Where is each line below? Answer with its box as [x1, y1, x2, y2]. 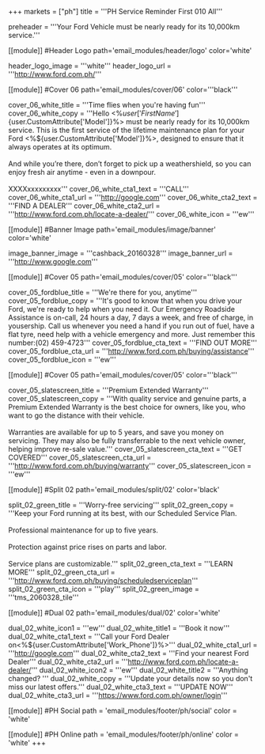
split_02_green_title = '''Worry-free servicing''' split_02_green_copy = [8, 500, 235, 510]
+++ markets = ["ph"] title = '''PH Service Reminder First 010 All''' [8, 7, 223, 16]
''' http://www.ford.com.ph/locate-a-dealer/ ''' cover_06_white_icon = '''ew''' [8, 210, 255, 218]
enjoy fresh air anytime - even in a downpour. [8, 168, 157, 176]
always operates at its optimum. [8, 142, 112, 151]
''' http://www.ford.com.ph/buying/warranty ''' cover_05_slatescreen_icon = [8, 461, 252, 470]
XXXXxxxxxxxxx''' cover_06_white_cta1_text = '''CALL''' [8, 184, 190, 193]
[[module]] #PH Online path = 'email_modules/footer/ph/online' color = [8, 729, 239, 739]
